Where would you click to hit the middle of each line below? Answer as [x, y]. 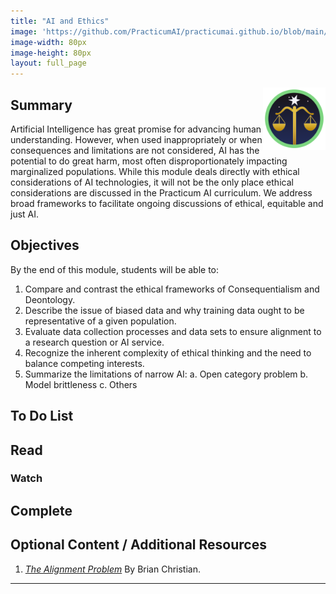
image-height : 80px [51, 53]
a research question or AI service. [94, 342]
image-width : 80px [48, 42]
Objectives [45, 245]
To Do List [42, 416]
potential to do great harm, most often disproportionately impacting [149, 161]
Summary [41, 105]
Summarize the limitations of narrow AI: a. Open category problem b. [166, 374]
